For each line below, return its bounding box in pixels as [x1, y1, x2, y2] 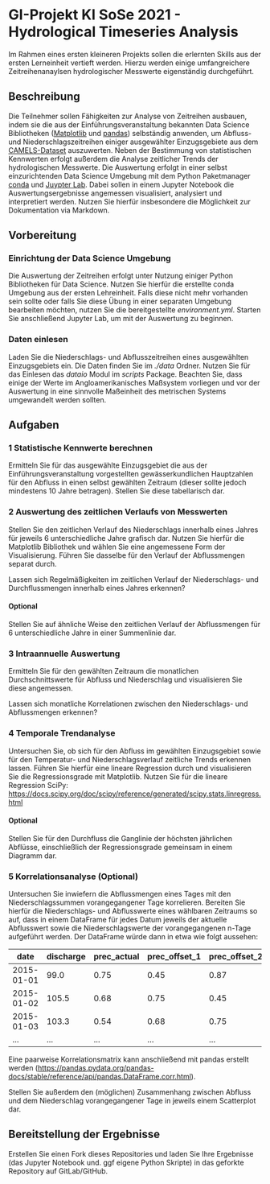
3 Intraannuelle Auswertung [8, 648, 121, 659]
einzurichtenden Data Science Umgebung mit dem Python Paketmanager [8, 171, 251, 180]
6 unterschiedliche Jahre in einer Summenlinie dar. [8, 628, 177, 637]
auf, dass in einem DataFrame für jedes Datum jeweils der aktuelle [8, 915, 227, 925]
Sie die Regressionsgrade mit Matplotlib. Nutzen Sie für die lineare [8, 771, 228, 782]
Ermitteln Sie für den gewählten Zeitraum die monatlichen [8, 666, 199, 676]
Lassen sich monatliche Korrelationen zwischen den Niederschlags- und [8, 699, 248, 709]
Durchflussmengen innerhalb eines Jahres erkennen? [8, 583, 186, 592]
